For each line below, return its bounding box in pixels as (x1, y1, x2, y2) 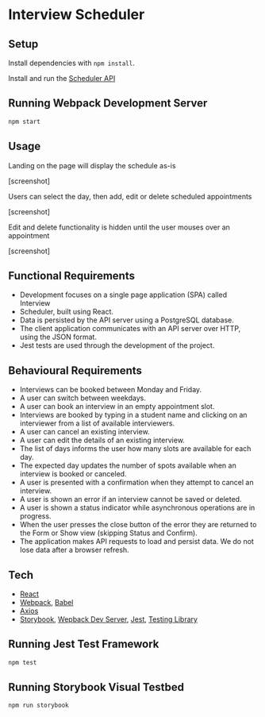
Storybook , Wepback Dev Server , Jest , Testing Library (19, 614, 198, 624)
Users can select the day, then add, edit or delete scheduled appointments (8, 191, 252, 201)
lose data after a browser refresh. (19, 545, 129, 555)
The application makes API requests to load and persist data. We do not (19, 537, 254, 546)
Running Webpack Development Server (8, 97, 208, 110)
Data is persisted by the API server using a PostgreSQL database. (19, 315, 234, 325)
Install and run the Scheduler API (8, 74, 116, 83)
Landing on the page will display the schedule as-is (8, 160, 176, 170)
